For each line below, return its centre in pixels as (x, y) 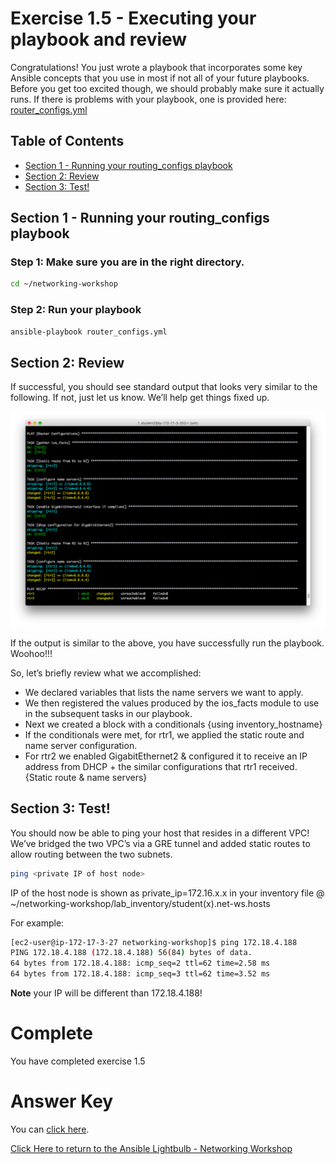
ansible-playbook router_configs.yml (89, 332)
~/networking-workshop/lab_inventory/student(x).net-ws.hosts (140, 903)
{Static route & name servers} (86, 777)
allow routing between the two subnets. (91, 854)
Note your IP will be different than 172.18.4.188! (106, 993)
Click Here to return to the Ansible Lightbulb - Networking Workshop (151, 1148)
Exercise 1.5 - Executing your (133, 18)
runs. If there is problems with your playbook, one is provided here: (148, 99)
